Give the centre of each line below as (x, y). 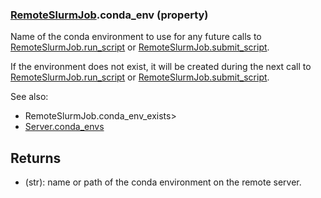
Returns (36, 158)
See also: (29, 97)
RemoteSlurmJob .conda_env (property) (109, 15)
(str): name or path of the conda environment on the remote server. (163, 182)
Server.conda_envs (64, 127)
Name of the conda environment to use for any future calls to (136, 37)
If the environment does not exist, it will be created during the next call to (161, 67)
